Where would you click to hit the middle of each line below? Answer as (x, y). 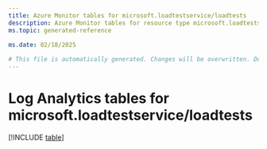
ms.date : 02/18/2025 (43, 45)
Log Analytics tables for (89, 99)
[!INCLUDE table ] (37, 137)
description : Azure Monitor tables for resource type (99, 23)
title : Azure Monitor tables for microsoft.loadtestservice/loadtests (128, 15)
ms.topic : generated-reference (60, 30)
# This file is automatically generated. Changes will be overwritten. (129, 59)
